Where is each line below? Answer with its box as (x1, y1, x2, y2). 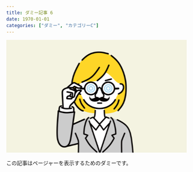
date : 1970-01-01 (6, 16, 50, 22)
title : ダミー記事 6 (6, 10, 53, 16)
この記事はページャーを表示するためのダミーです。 (6, 159, 132, 167)
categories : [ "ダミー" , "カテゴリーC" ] (6, 22, 99, 28)
